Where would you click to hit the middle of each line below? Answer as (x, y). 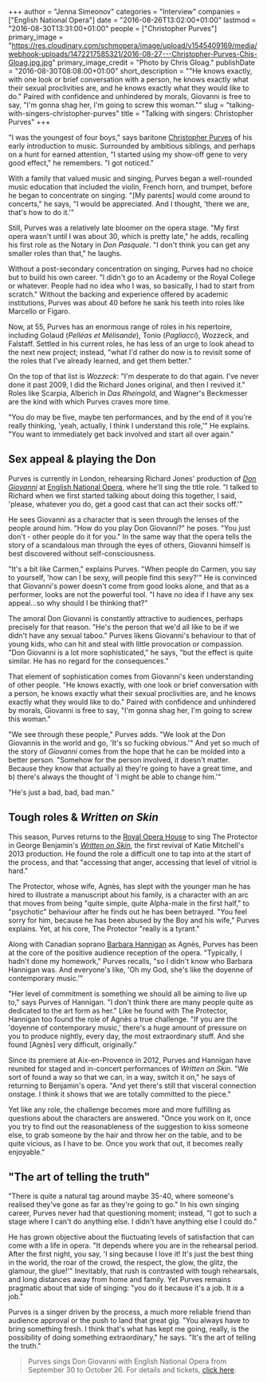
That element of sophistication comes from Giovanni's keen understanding (131, 676)
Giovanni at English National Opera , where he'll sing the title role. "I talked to (133, 487)
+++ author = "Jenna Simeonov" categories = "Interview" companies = (125, 12)
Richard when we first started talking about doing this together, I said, (122, 496)
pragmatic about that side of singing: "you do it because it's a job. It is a (126, 1288)
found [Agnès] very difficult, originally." (73, 1044)
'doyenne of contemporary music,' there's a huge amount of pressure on (128, 1027)
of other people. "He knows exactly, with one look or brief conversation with (133, 685)
